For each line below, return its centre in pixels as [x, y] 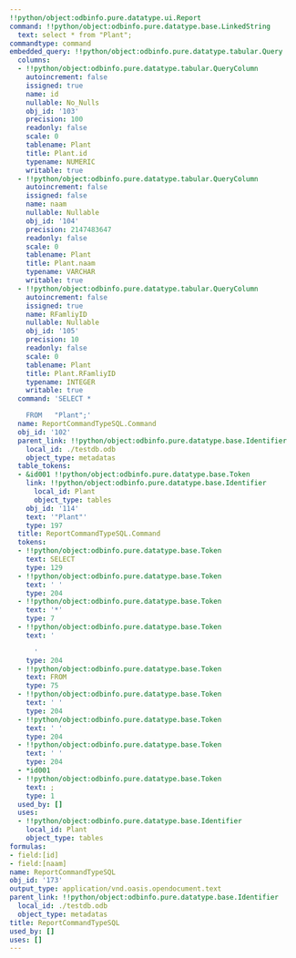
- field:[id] [34, 855]
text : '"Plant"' [57, 517]
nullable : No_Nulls [63, 102]
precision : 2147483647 [69, 229]
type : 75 [42, 686]
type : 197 [45, 525]
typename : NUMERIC [61, 162]
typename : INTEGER [61, 382]
